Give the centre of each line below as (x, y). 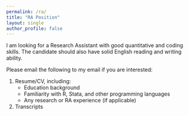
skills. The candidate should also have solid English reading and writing (94, 52)
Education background (52, 88)
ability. (14, 58)
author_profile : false (34, 28)
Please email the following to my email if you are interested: (80, 70)
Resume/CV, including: (43, 81)
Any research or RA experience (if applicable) (80, 100)
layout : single (25, 23)
